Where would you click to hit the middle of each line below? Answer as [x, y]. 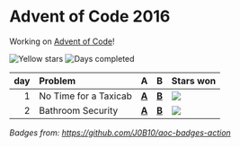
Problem [58, 81]
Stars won [194, 81]
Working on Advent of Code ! [62, 41]
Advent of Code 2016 [90, 17]
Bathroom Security [79, 110]
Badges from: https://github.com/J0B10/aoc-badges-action [120, 133]
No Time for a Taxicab [85, 96]
